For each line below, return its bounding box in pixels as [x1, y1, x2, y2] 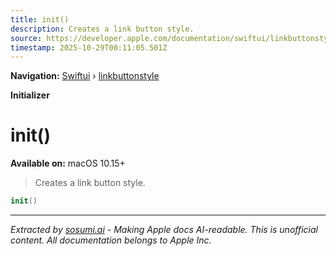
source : [10, 33, 43, 43]
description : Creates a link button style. [10, 24, 195, 34]
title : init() [10, 14, 70, 25]
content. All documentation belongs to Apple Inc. [10, 234, 212, 246]
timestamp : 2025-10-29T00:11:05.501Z [10, 42, 168, 53]
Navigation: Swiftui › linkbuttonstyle [10, 70, 160, 82]
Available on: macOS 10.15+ [10, 157, 126, 170]
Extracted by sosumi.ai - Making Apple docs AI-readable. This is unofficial [10, 224, 318, 236]
